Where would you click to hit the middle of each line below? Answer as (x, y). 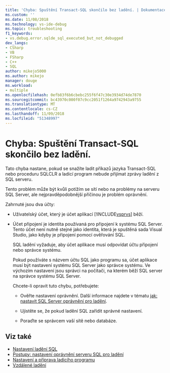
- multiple (17, 90)
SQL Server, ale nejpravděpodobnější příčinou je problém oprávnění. (76, 194)
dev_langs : (17, 43)
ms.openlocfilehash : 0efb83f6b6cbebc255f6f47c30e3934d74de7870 (73, 95)
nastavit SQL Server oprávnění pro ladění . (63, 301)
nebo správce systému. (37, 250)
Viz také (18, 337)
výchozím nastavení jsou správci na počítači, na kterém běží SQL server (88, 270)
